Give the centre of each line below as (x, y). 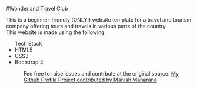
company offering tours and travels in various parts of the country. (87, 26)
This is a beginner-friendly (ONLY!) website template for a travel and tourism (99, 20)
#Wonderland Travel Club (37, 8)
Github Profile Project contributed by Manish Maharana (90, 80)
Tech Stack (28, 44)
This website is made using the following (55, 32)
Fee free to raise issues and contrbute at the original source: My (101, 73)
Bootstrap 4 (29, 62)
